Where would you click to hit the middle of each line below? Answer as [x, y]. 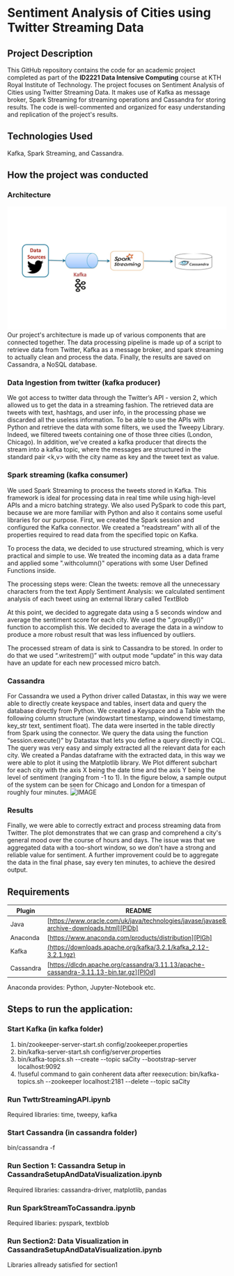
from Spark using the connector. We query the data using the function [108, 732]
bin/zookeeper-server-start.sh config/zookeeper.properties [102, 1044]
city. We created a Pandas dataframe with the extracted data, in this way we [116, 755]
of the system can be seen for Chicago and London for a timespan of [106, 785]
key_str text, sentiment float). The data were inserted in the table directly [111, 725]
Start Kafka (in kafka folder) [55, 1029]
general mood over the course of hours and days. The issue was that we [111, 840]
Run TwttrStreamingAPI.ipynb [59, 1099]
